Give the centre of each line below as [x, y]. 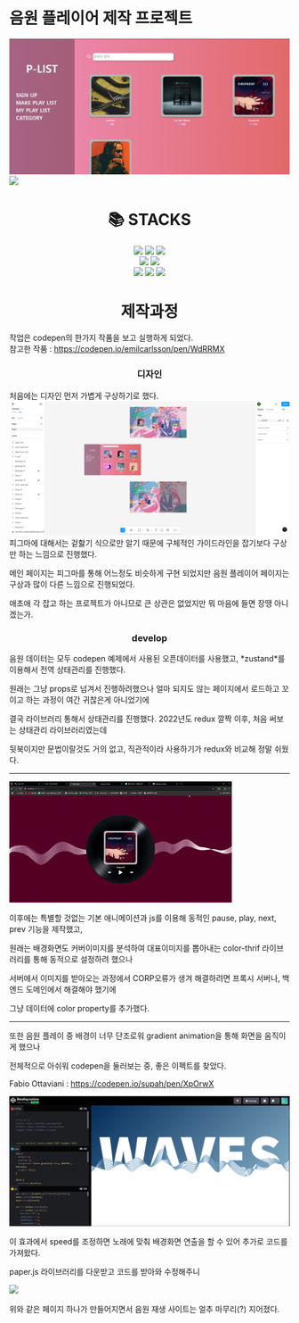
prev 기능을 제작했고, [46, 929]
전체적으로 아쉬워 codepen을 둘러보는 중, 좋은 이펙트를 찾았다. [118, 1066]
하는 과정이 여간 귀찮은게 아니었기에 [87, 700]
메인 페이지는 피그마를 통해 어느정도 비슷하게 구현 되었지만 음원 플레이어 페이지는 [149, 573]
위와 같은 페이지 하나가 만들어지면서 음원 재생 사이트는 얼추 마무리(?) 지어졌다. [145, 1310]
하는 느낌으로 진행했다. [58, 553]
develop [149, 637]
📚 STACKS [149, 219]
